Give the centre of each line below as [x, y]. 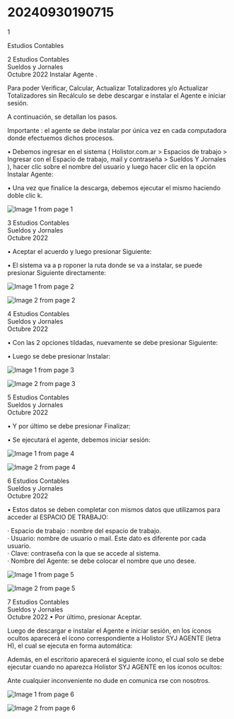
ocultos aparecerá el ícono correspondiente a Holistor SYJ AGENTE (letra [114, 638]
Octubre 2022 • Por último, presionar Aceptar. [75, 616]
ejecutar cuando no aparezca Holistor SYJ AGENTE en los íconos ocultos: [115, 667]
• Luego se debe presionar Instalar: [59, 356]
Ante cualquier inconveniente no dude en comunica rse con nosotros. [109, 680]
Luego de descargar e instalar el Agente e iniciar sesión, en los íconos [110, 631]
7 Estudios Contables [38, 602]
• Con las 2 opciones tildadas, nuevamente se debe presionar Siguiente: [113, 342]
